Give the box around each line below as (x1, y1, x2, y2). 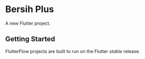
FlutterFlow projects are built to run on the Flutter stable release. (5, 48, 140, 54)
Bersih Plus (5, 4, 54, 15)
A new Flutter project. (5, 20, 51, 26)
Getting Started (5, 35, 55, 43)
